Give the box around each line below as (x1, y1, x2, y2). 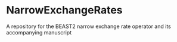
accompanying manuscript (6, 29, 72, 36)
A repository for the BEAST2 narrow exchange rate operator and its (6, 23, 171, 30)
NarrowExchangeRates (6, 3, 123, 17)
